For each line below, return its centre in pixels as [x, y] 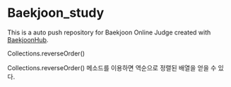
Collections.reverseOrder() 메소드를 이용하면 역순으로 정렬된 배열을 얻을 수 [112, 67]
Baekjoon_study [56, 13]
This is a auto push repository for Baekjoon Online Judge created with [109, 32]
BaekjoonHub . [28, 39]
